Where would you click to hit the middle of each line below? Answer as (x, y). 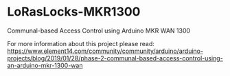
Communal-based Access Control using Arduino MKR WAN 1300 (99, 31)
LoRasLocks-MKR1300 (74, 12)
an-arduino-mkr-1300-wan (45, 65)
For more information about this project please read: (81, 43)
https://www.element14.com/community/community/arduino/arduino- (105, 51)
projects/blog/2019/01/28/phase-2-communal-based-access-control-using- (115, 58)
